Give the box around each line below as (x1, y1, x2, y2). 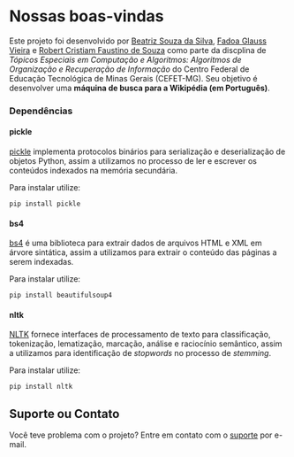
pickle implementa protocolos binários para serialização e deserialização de (9, 146, 286, 157)
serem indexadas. (9, 257, 74, 267)
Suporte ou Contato (9, 406, 120, 422)
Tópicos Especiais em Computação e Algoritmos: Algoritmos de (9, 54, 242, 65)
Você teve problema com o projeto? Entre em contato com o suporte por (9, 430, 273, 440)
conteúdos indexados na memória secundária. (9, 166, 178, 176)
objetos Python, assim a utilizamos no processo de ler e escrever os (9, 156, 258, 167)
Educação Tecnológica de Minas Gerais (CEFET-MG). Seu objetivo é (9, 73, 258, 83)
